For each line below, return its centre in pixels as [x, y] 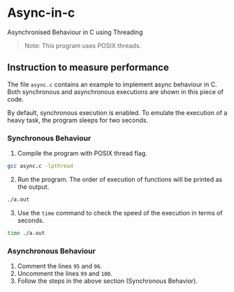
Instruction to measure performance [88, 68]
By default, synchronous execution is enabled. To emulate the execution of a [117, 112]
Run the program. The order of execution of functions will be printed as [120, 179]
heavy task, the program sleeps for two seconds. [78, 120]
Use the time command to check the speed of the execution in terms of [120, 213]
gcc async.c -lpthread [40, 166]
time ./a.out [26, 233]
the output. [33, 187]
